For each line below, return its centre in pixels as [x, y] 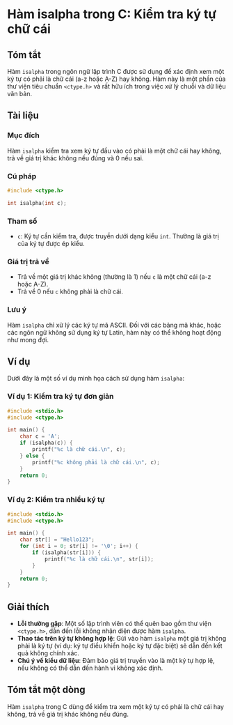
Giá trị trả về [29, 261]
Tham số [22, 221]
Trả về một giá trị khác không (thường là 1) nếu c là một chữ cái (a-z [114, 277]
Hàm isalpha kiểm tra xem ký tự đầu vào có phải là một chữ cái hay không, [114, 151]
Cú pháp [22, 176]
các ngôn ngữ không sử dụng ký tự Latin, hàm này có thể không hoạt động [114, 332]
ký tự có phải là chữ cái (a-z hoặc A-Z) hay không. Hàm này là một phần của [116, 79]
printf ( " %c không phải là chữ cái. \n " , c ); [96, 462]
